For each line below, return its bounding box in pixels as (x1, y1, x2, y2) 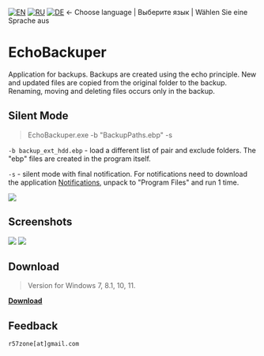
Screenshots (8, 215, 73, 229)
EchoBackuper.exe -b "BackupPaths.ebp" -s (27, 130, 172, 140)
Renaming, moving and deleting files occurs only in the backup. (8, 86, 216, 96)
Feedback (8, 319, 58, 332)
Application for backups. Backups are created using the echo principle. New (8, 69, 257, 79)
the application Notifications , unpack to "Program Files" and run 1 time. (8, 178, 239, 187)
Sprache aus (8, 16, 50, 25)
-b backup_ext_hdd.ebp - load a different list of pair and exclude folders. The (8, 145, 257, 155)
